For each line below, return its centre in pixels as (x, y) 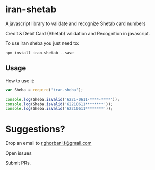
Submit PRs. (18, 163)
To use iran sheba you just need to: (42, 43)
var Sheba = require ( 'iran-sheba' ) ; (44, 90)
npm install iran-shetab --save (40, 53)
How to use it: (20, 81)
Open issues (18, 153)
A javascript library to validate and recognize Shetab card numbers (75, 23)
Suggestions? (35, 129)
